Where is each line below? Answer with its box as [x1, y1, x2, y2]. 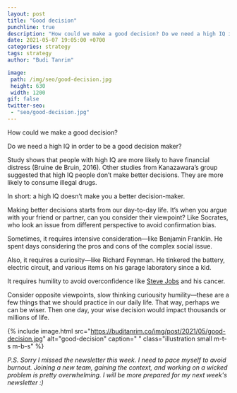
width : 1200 [10, 89, 46, 96]
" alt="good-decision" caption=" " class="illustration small [42, 334, 213, 343]
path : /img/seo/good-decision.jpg [10, 76, 112, 83]
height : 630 [10, 82, 46, 89]
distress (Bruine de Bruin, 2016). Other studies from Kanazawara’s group [7, 163, 218, 171]
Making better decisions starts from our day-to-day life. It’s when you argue [7, 205, 227, 214]
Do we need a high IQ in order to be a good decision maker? [7, 142, 182, 150]
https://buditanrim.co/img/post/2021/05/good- [90, 326, 226, 335]
